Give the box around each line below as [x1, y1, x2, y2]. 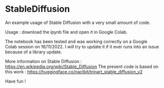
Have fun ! [5, 78, 26, 84]
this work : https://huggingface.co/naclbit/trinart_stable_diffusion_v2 [5, 68, 143, 74]
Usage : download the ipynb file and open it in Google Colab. [5, 29, 128, 35]
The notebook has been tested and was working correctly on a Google [5, 38, 148, 44]
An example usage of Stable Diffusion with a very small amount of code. [5, 20, 151, 25]
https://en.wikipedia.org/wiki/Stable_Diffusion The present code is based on [5, 64, 159, 69]
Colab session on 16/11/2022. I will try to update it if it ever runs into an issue [5, 44, 159, 49]
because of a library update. [5, 49, 62, 55]
